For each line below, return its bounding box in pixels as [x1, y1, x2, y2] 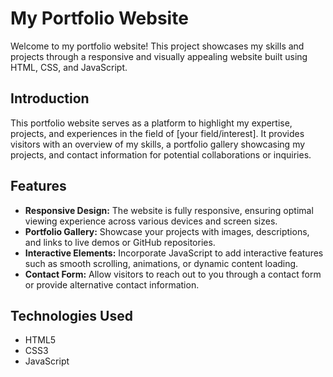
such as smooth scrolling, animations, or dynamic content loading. [24, 257, 299, 269]
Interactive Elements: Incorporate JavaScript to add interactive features [24, 247, 324, 259]
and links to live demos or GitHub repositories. [24, 236, 216, 248]
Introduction [10, 90, 90, 107]
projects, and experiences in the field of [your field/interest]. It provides [10, 127, 305, 139]
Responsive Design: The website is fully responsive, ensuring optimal [24, 204, 314, 216]
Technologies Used [10, 307, 133, 324]
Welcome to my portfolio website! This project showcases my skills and [10, 40, 305, 52]
